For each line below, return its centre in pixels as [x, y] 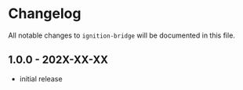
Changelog [45, 14]
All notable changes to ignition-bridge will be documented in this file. [121, 35]
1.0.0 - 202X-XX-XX [58, 60]
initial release [41, 78]
